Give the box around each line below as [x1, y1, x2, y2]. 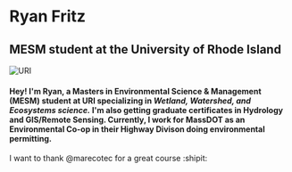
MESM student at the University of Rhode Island [9, 42, 281, 57]
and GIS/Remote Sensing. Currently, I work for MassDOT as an [9, 114, 246, 125]
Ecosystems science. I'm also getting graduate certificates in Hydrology [9, 104, 284, 115]
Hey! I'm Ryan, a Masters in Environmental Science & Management [9, 86, 262, 96]
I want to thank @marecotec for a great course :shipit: [9, 153, 208, 164]
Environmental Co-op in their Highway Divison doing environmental [9, 123, 265, 135]
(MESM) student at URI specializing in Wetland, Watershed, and [9, 95, 252, 106]
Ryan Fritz [9, 6, 87, 27]
